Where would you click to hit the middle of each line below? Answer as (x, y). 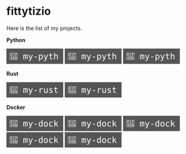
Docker (16, 107)
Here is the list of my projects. (44, 28)
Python (16, 40)
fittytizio (29, 11)
